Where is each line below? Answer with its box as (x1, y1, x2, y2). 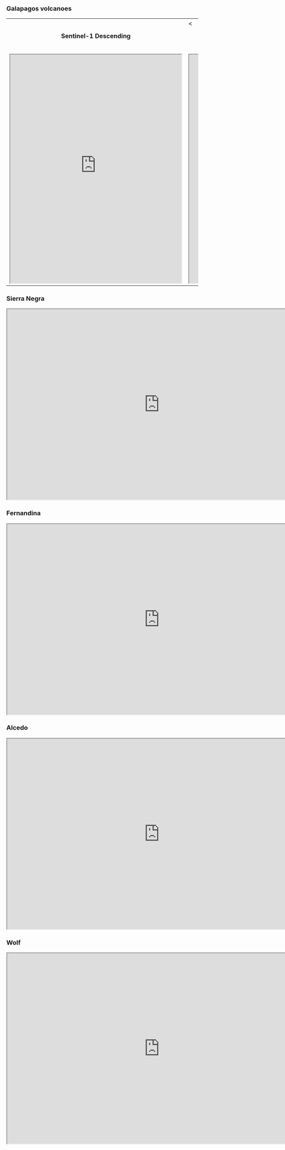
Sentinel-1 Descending (60, 32, 131, 40)
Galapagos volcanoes (6, 4, 72, 13)
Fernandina (6, 509, 41, 518)
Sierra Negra (6, 294, 44, 302)
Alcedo (6, 724, 29, 732)
